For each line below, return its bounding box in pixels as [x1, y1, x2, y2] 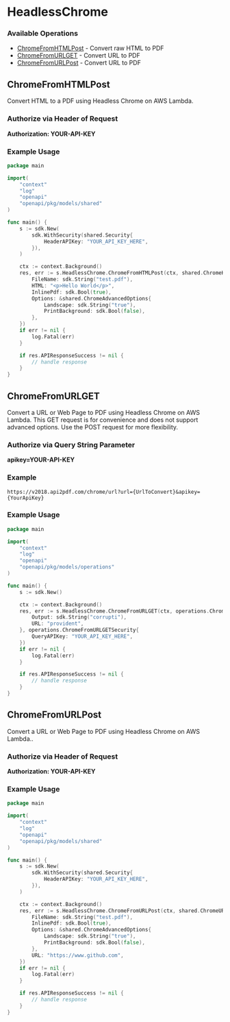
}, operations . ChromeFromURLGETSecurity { [19, 627, 139, 634]
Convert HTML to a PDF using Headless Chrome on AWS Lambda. [7, 97, 194, 105]
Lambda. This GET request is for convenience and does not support [7, 416, 199, 424]
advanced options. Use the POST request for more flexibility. [7, 423, 179, 431]
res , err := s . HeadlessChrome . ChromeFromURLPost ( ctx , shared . [19, 907, 201, 914]
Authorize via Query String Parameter [7, 440, 136, 449]
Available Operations [7, 29, 79, 38]
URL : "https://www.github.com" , [31, 951, 125, 959]
